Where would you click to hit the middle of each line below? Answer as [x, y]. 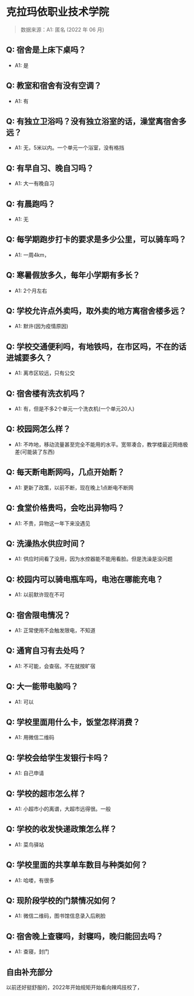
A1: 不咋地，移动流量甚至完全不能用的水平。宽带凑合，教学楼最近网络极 [101, 444]
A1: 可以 [24, 702]
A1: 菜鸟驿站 [29, 844]
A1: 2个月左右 [31, 290]
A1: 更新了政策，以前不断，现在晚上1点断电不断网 [74, 487]
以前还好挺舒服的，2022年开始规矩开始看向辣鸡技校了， [74, 987]
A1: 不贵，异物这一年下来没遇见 [52, 523]
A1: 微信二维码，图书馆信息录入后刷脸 [60, 916]
